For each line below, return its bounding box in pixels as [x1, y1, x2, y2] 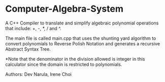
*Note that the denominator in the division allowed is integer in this [5, 56, 145, 62]
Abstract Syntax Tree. [5, 46, 51, 52]
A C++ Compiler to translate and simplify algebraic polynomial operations [5, 20, 159, 26]
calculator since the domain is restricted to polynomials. [5, 61, 122, 67]
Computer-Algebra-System [5, 3, 123, 15]
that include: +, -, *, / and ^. [5, 25, 62, 31]
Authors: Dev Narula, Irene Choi [5, 71, 72, 77]
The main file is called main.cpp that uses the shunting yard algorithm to [5, 35, 156, 41]
